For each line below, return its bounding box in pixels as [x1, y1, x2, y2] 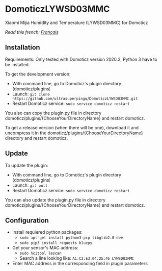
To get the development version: [5, 71, 71, 77]
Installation [5, 43, 40, 52]
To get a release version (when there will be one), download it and [5, 124, 139, 130]
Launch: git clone [12, 91, 50, 97]
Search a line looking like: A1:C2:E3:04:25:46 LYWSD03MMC [19, 255, 134, 261]
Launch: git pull [12, 182, 48, 188]
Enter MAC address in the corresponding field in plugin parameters [12, 261, 148, 267]
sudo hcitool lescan [19, 251, 62, 256]
